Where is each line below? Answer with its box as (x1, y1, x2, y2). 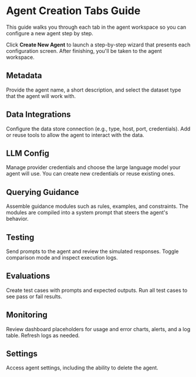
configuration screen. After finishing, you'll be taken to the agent (6, 47, 163, 54)
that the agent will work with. (6, 92, 76, 99)
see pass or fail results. (6, 292, 63, 300)
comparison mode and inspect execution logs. (6, 254, 119, 261)
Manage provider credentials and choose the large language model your (6, 164, 181, 171)
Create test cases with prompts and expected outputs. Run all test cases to (6, 287, 188, 294)
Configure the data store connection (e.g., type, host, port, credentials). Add (6, 125, 191, 132)
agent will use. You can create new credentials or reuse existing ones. (6, 170, 175, 177)
